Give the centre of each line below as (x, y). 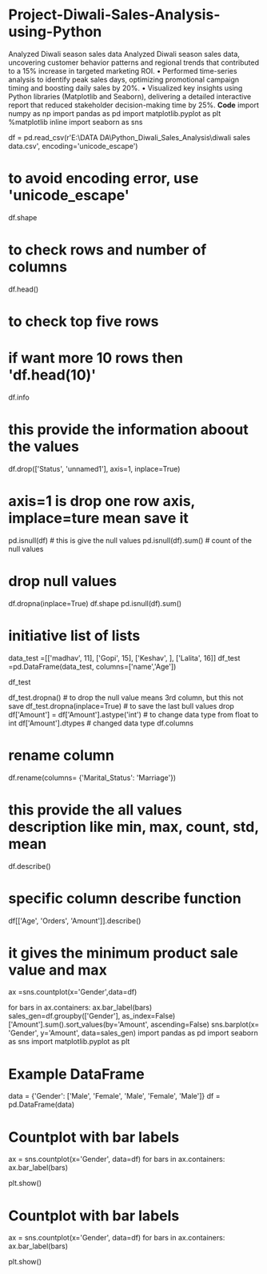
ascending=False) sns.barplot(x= (205, 1025)
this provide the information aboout (129, 430)
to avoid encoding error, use (104, 179)
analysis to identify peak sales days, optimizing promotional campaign (124, 79)
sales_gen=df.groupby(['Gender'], (64, 1016)
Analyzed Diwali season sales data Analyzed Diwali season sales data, (124, 54)
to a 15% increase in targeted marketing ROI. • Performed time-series (123, 70)
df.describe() (30, 866)
